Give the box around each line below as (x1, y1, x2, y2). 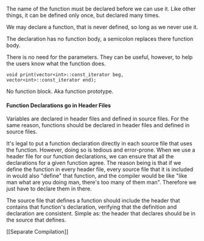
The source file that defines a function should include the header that (6, 197, 180, 204)
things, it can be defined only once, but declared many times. (6, 12, 160, 19)
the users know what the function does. (6, 60, 106, 67)
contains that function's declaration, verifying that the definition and (6, 203, 177, 211)
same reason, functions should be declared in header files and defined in (6, 122, 190, 129)
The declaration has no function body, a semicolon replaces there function (6, 35, 194, 42)
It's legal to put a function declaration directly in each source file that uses (6, 140, 193, 147)
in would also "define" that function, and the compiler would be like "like (6, 172, 188, 180)
